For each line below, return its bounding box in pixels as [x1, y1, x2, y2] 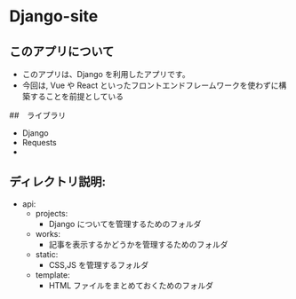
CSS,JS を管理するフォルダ [48, 259, 149, 270]
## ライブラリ [9, 110, 67, 121]
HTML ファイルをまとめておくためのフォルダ [48, 279, 213, 290]
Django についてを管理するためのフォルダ [48, 218, 202, 229]
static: [35, 248, 59, 259]
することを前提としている [29, 91, 124, 101]
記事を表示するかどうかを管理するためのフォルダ [48, 239, 228, 249]
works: [35, 228, 60, 239]
